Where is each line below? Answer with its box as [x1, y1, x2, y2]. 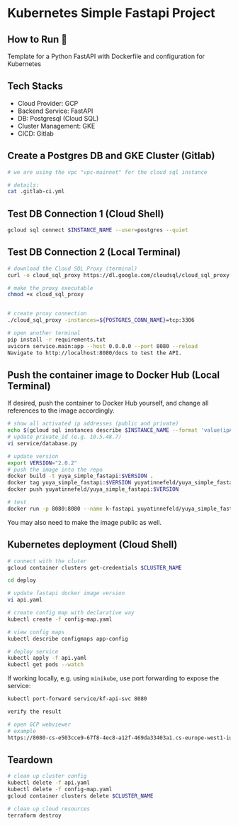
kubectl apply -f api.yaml [7, 655, 87, 662]
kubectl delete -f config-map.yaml [7, 786, 113, 793]
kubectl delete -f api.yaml [7, 779, 91, 786]
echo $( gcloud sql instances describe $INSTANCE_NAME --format [7, 427, 198, 434]
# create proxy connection [7, 310, 87, 317]
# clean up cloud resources [7, 805, 91, 813]
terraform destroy [7, 812, 62, 819]
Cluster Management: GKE [17, 121, 96, 130]
